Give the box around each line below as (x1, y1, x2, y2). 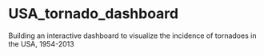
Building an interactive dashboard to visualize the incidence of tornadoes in (8, 31, 257, 40)
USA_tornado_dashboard (8, 5, 178, 23)
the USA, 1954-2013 (8, 39, 74, 48)
